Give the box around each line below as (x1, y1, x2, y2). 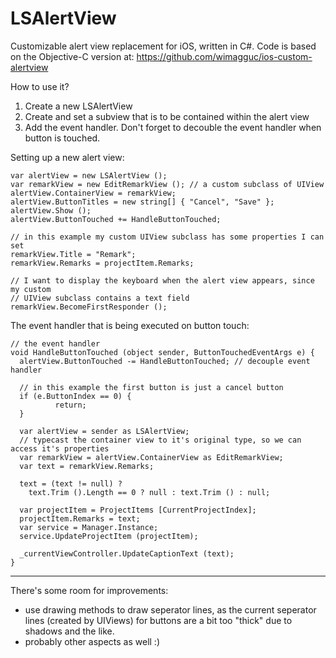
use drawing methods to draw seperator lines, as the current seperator (24, 603, 317, 616)
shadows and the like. (24, 625, 115, 637)
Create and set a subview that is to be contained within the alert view (24, 110, 310, 122)
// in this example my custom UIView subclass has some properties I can (10, 232, 325, 242)
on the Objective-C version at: (10, 50, 135, 62)
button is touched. (24, 132, 101, 144)
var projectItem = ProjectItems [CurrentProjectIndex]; (19, 505, 257, 515)
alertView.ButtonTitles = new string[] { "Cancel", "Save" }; (10, 197, 275, 207)
